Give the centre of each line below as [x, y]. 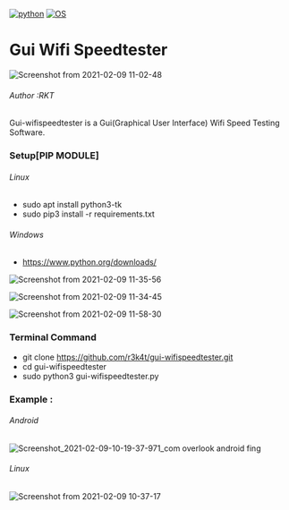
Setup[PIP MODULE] [55, 156]
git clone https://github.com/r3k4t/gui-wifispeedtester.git [127, 357]
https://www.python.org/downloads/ [89, 262]
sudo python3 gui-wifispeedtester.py [90, 376]
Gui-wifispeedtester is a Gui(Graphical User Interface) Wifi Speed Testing [144, 123]
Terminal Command [53, 337]
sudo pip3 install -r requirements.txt [88, 214]
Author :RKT [32, 95]
